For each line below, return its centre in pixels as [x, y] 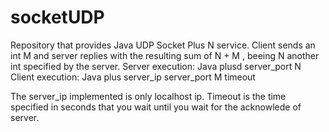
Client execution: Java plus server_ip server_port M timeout [133, 77]
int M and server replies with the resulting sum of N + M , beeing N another [165, 55]
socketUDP [57, 17]
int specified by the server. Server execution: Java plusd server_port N [156, 66]
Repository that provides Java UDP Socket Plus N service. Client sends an [163, 45]
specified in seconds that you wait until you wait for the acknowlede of [156, 107]
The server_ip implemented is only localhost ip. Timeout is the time [148, 96]
